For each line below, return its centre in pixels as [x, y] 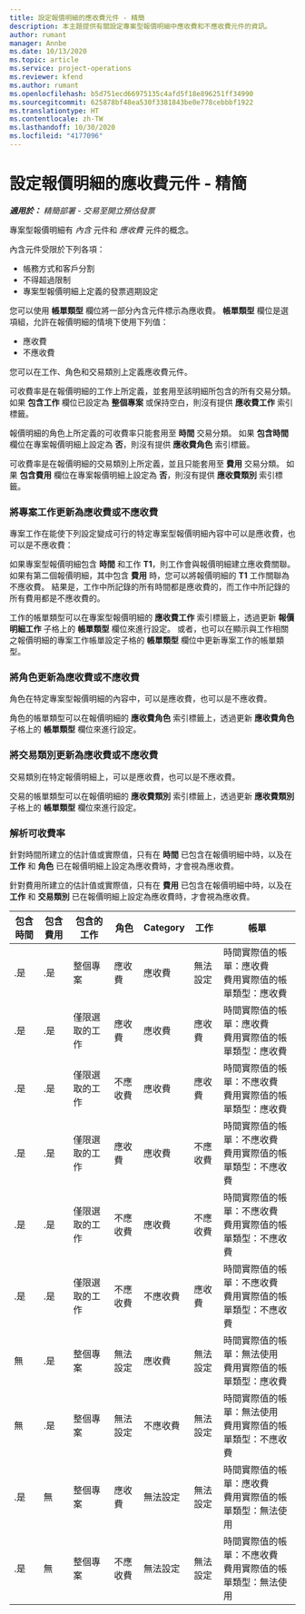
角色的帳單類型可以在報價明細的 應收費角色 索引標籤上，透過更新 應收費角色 [152, 718]
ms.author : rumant [44, 85]
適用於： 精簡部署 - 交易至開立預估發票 [83, 211]
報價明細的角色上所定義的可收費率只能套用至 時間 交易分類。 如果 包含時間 [149, 433]
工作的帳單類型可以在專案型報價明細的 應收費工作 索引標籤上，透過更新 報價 [152, 617]
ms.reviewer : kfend [46, 77]
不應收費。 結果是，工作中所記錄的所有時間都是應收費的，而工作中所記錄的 [150, 587]
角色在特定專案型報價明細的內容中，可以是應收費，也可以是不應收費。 [141, 699]
